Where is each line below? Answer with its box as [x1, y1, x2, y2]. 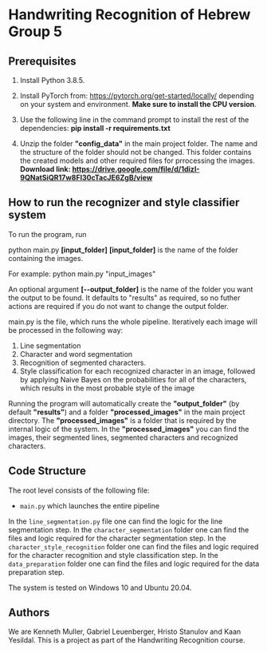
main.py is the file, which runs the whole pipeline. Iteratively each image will [8, 317, 257, 326]
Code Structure [8, 465, 86, 478]
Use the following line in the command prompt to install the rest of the [19, 115, 249, 125]
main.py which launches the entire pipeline [19, 501, 160, 510]
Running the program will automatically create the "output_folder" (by [8, 398, 240, 408]
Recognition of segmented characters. [19, 358, 147, 367]
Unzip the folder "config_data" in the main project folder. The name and [19, 139, 257, 148]
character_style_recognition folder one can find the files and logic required [8, 541, 259, 552]
